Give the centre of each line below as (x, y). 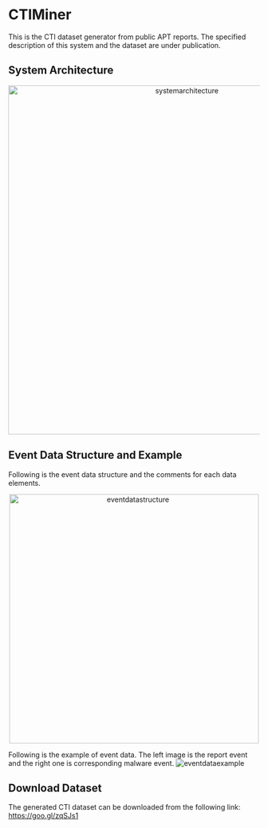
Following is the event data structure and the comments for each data (122, 474)
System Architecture (61, 71)
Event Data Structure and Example (95, 455)
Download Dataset (55, 788)
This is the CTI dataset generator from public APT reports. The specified (127, 37)
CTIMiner (40, 15)
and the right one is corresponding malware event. (91, 763)
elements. (25, 483)
